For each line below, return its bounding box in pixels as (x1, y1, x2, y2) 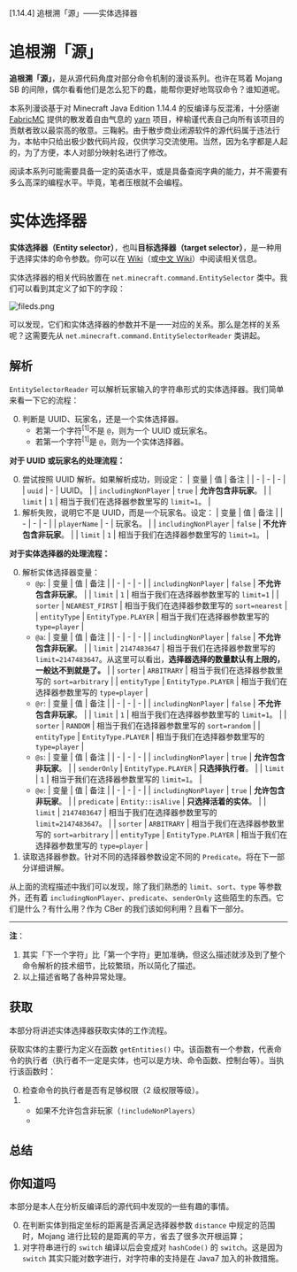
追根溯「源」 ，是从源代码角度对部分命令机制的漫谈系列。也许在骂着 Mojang (9, 73, 283, 83)
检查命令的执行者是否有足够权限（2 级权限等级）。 (21, 1084, 204, 1095)
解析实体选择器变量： (21, 567, 100, 577)
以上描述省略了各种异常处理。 (21, 972, 131, 982)
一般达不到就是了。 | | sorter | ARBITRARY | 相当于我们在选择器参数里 (34, 665, 284, 675)
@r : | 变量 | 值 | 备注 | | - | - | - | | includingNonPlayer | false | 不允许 (34, 698, 281, 708)
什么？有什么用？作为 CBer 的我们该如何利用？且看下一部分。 (24, 904, 249, 914)
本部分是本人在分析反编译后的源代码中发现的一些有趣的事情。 (9, 1201, 234, 1212)
